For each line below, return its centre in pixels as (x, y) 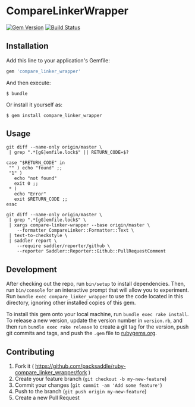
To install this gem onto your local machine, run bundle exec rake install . (97, 314)
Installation (27, 46)
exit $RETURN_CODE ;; (41, 199)
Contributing (30, 352)
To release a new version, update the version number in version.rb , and (95, 321)
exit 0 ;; (26, 184)
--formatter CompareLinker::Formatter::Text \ (76, 231)
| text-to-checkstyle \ (38, 236)
